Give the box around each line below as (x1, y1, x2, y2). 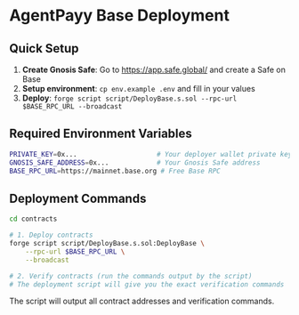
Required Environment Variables (9, 126, 193, 141)
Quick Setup (9, 41, 79, 56)
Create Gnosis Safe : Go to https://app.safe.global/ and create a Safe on (21, 64, 287, 75)
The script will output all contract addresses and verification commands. (9, 295, 275, 307)
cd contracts (9, 214, 58, 223)
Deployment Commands (9, 190, 147, 206)
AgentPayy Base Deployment (9, 5, 230, 26)
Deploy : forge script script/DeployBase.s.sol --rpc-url (21, 93, 238, 103)
